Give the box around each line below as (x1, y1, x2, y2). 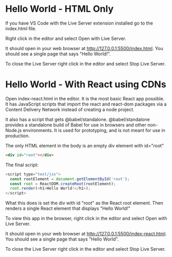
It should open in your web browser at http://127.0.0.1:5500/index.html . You (5, 45, 163, 51)
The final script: (5, 162, 39, 168)
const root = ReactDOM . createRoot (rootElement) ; (10, 181, 116, 186)
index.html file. (5, 25, 37, 31)
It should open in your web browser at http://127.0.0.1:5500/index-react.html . (5, 231, 167, 237)
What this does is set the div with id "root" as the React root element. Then (5, 200, 163, 206)
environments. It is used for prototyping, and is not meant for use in (23, 127, 165, 133)
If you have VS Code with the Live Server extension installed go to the (5, 20, 153, 26)
